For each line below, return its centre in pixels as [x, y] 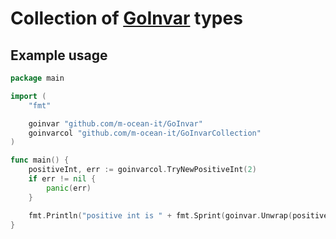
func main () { [40, 160]
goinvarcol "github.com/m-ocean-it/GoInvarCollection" [145, 133]
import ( [28, 96]
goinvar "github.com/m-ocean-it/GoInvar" [115, 123]
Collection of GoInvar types [126, 18]
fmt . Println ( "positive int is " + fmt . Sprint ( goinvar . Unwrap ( [160, 215]
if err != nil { [62, 179]
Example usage [59, 55]
